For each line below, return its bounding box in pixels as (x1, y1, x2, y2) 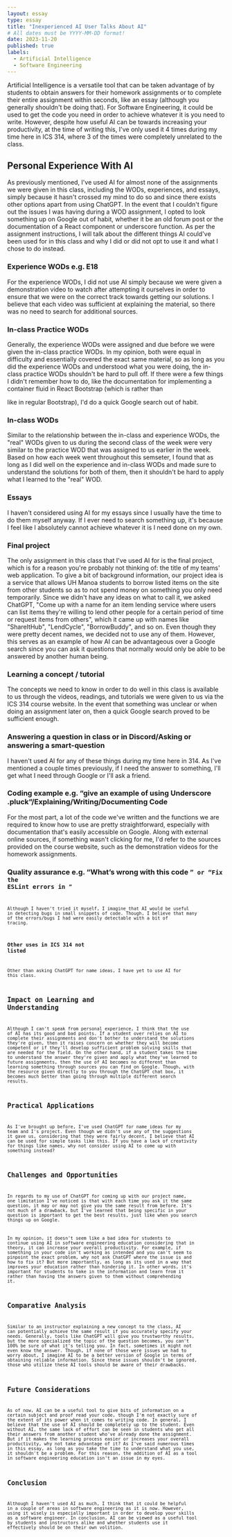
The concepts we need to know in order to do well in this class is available (7, 685, 219, 694)
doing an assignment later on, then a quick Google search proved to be (7, 707, 210, 715)
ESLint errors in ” (7, 883, 73, 890)
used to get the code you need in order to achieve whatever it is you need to (7, 110, 225, 119)
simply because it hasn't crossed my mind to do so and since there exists (7, 193, 217, 201)
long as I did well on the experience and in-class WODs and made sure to (7, 461, 217, 469)
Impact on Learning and (7, 996, 95, 1005)
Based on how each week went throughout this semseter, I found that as (7, 453, 214, 461)
